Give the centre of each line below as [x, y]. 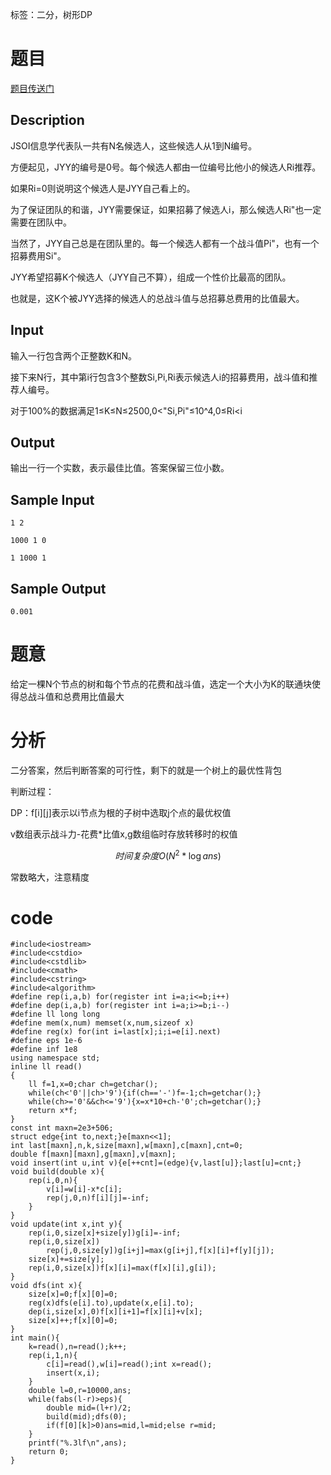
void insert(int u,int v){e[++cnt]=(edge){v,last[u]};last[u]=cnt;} [156, 1163]
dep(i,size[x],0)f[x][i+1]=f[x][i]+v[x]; [115, 1312]
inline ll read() [46, 1067]
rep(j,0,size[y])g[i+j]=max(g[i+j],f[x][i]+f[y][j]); [160, 1251]
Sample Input [52, 499]
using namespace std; [55, 1058]
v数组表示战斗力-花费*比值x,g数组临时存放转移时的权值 [124, 834]
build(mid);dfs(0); [87, 1417]
